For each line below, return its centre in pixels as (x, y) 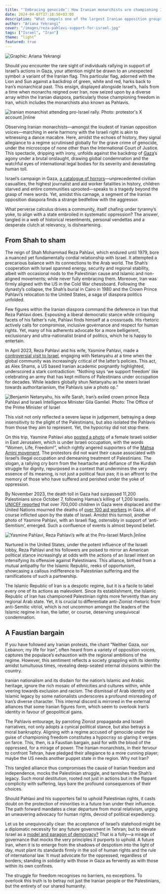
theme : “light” (21, 38)
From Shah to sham (35, 240)
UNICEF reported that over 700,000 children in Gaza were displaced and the (83, 504)
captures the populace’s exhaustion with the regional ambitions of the (76, 655)
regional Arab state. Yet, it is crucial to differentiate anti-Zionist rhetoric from (83, 601)
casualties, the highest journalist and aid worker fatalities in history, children (82, 184)
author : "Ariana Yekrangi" (33, 24)
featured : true (21, 42)
